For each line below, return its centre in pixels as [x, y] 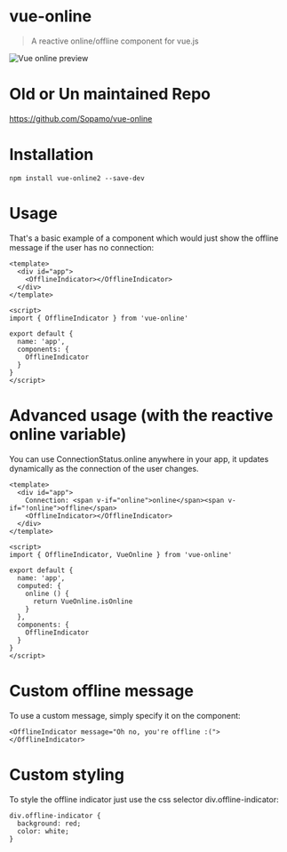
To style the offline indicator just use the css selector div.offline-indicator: [144, 799]
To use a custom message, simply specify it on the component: [125, 715]
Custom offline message [101, 691]
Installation [52, 155]
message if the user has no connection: [82, 247]
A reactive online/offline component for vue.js [115, 41]
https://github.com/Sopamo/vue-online [81, 118]
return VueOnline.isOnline [83, 601]
